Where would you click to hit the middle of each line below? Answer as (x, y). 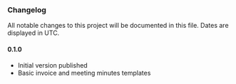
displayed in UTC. (34, 33)
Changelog (27, 10)
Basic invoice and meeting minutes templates (84, 73)
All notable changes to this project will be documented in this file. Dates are (118, 26)
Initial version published (52, 65)
